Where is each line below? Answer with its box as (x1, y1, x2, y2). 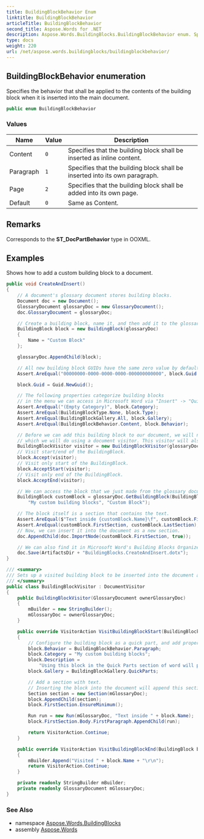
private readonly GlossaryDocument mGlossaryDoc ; (17, 785, 146, 792)
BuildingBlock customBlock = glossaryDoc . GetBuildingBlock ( (17, 494, 172, 500)
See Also (6, 805, 33, 814)
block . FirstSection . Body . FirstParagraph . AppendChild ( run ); (28, 718, 181, 725)
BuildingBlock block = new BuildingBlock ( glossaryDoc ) (17, 326, 159, 332)
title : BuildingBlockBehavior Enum (6, 9, 97, 15)
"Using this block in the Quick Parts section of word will (38, 662, 194, 669)
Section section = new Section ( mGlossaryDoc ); (28, 690, 148, 696)
